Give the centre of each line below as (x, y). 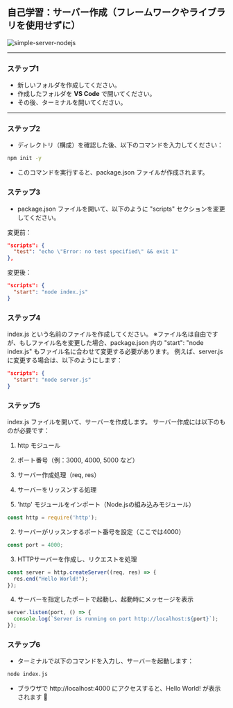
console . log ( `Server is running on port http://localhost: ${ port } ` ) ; (116, 619)
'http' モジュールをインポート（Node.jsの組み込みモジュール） (106, 505)
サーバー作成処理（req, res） (59, 475)
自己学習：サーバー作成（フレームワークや (98, 13)
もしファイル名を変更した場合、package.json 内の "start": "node (111, 343)
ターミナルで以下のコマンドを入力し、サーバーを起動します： (105, 661)
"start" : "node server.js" (52, 380)
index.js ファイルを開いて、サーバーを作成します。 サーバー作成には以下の (113, 422)
